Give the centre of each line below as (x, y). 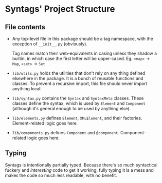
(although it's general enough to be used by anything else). (71, 109)
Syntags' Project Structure (60, 9)
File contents (25, 27)
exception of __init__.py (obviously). (50, 44)
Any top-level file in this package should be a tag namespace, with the (82, 39)
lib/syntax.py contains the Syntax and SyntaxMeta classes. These (78, 98)
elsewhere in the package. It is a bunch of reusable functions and (78, 78)
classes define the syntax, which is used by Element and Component (79, 103)
